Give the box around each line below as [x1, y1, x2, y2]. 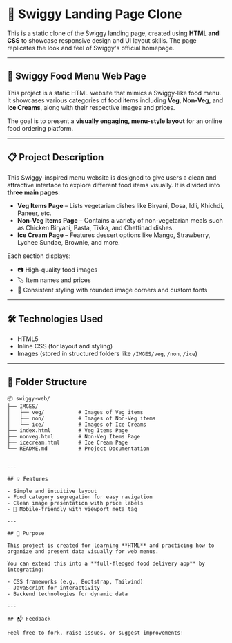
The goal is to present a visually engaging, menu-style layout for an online [7, 117, 222, 125]
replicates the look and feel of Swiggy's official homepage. [7, 44, 175, 52]
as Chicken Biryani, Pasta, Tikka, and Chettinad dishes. [17, 223, 174, 232]
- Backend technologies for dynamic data [7, 590, 128, 597]
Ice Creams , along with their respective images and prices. [7, 103, 175, 111]
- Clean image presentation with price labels [7, 500, 144, 507]
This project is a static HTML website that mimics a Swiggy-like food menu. [7, 88, 222, 97]
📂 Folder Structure [7, 376, 88, 388]
